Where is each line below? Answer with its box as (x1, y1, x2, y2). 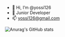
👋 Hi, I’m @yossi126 (12, 5, 52, 10)
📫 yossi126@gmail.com (12, 15, 60, 21)
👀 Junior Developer (12, 10, 51, 16)
